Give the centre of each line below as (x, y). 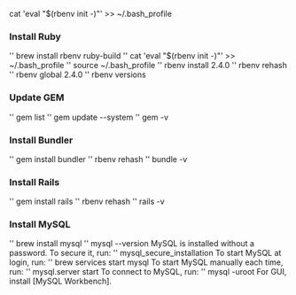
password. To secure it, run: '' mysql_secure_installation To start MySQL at (145, 253)
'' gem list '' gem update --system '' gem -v (89, 117)
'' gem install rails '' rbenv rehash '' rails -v (87, 202)
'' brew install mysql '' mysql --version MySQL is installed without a (132, 244)
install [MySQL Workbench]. (61, 281)
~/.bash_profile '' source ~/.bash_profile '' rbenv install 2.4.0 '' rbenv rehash (148, 66)
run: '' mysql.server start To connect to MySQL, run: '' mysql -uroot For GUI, (148, 272)
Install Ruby (35, 36)
